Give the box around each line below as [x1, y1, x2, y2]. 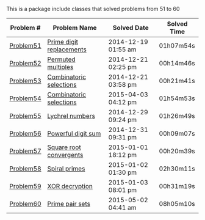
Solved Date [112, 24, 149, 32]
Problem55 [9, 112, 41, 120]
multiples [47, 63, 74, 71]
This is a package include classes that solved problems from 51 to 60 [6, 5, 180, 12]
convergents [47, 151, 84, 159]
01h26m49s [159, 112, 195, 120]
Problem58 [9, 164, 41, 173]
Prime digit [47, 38, 78, 46]
